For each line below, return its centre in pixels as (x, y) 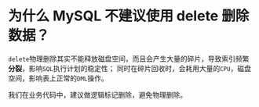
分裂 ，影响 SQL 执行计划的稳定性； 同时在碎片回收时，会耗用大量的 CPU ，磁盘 (129, 68)
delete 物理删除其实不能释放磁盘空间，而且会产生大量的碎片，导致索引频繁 (129, 59)
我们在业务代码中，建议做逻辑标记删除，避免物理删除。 (97, 95)
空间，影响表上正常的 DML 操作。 (58, 78)
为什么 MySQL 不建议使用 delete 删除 (129, 16)
